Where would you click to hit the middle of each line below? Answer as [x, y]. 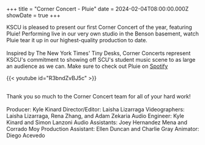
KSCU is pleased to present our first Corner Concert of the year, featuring [99, 27]
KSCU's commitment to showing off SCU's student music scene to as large [101, 60]
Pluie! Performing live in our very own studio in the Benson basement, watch [102, 34]
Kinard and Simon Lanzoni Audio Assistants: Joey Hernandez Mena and [97, 122]
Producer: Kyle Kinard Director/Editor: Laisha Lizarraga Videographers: [95, 109]
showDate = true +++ [33, 15]
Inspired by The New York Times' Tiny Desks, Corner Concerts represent [99, 53]
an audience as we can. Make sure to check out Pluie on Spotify [87, 66]
